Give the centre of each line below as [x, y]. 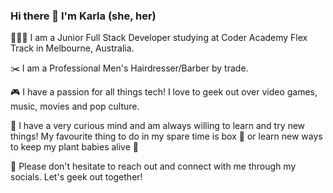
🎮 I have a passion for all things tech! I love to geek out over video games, [164, 92]
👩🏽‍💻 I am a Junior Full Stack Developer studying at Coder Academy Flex [159, 38]
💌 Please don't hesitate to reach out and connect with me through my [153, 166]
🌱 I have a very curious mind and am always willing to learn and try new [158, 126]
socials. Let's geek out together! [76, 177]
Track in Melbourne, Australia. [72, 48]
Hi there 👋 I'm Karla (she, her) [83, 16]
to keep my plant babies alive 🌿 [75, 147]
